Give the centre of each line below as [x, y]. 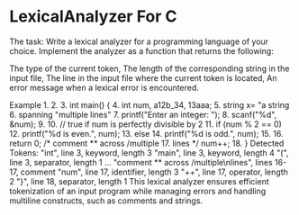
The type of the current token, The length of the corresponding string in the [149, 68]
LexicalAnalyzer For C [93, 17]
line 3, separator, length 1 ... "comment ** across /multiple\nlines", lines [141, 162]
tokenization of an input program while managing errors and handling [138, 191]
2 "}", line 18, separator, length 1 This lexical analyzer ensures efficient [140, 181]
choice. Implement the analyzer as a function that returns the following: [142, 50]
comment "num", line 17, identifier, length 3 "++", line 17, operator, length [154, 172]
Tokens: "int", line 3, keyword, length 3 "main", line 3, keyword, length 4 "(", [149, 152]
